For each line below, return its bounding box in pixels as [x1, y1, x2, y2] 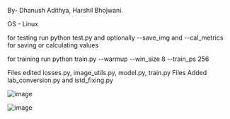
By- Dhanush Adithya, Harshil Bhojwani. [7, 6, 124, 14]
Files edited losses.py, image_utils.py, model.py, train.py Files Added [7, 69, 207, 76]
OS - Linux [7, 20, 39, 28]
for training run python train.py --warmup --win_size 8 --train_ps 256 [7, 55, 209, 63]
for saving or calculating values [7, 41, 99, 49]
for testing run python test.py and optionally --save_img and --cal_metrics [7, 33, 224, 42]
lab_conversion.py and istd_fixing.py [7, 76, 113, 84]
